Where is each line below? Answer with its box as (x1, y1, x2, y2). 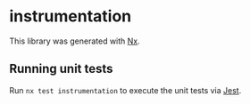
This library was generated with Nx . (9, 36, 140, 46)
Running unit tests (9, 61, 113, 76)
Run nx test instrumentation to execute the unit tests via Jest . (9, 84, 242, 95)
